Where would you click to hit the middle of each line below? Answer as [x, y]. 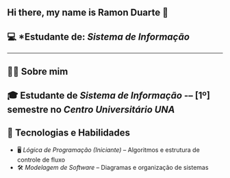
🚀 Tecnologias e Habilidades [69, 133]
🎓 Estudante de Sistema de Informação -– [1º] [109, 96]
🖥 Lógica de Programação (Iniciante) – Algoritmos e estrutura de [108, 150]
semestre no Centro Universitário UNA [91, 109]
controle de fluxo [41, 160]
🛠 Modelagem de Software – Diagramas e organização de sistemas [113, 167]
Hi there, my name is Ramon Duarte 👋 [88, 13]
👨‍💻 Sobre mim [38, 72]
